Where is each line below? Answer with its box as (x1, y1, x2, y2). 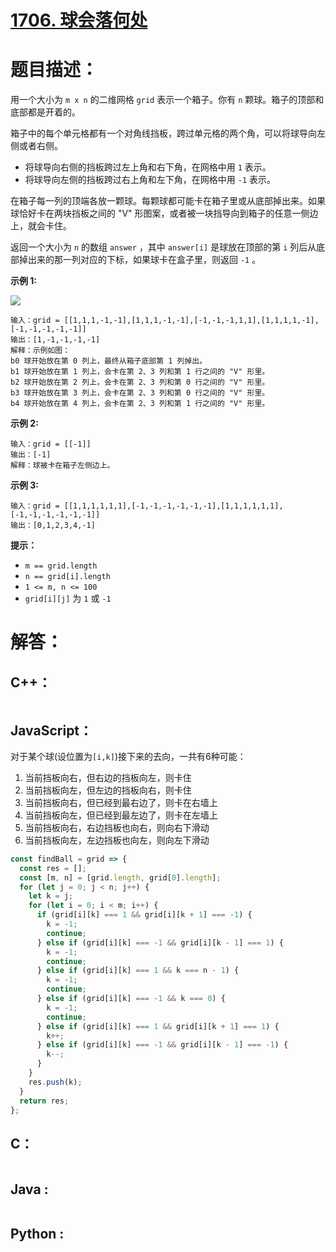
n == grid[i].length (24, 572, 111, 582)
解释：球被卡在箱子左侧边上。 (10, 461, 115, 471)
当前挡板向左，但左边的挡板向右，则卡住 (24, 784, 192, 796)
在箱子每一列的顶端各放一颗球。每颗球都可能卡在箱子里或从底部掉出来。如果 (10, 195, 326, 207)
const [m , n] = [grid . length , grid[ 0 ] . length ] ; (19, 872, 222, 883)
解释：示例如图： (10, 346, 71, 356)
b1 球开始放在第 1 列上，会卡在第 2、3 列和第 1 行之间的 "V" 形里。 (10, 367, 270, 377)
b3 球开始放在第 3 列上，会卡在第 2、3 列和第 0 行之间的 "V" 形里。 (10, 388, 270, 398)
